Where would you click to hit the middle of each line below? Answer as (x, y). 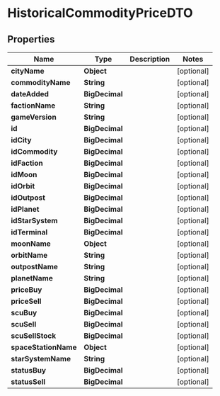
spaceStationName (44, 347)
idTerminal (29, 232)
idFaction (27, 163)
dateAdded (30, 94)
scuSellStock (34, 336)
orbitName (29, 255)
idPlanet (25, 209)
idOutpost (28, 198)
